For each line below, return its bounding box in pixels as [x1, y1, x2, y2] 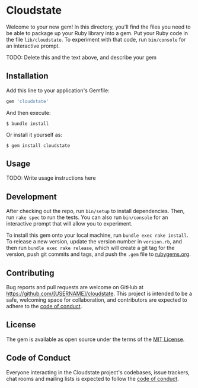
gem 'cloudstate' [6, 98, 49, 104]
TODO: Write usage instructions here [6, 174, 96, 182]
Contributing [6, 268, 55, 278]
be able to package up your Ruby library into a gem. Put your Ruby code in [6, 29, 189, 36]
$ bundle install [6, 120, 49, 127]
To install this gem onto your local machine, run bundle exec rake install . [6, 231, 189, 239]
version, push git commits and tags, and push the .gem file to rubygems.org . [6, 251, 191, 258]
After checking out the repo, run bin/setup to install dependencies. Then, [6, 208, 185, 215]
